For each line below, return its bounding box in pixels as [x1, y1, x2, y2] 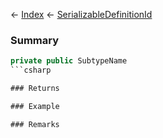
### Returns [10, 84, 60, 94]
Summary [10, 33, 60, 47]
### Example [10, 101, 60, 111]
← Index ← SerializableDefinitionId [10, 9, 153, 20]
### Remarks [10, 119, 60, 129]
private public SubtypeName [10, 56, 128, 66]
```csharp [10, 65, 52, 76]
